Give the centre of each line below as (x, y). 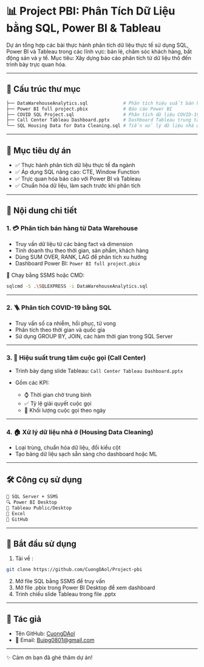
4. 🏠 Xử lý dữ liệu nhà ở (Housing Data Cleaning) (80, 433)
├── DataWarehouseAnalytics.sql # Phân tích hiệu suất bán (100, 103)
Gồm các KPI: (32, 383)
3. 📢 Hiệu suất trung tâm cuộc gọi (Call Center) (76, 357)
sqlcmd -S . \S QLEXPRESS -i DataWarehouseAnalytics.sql (77, 286)
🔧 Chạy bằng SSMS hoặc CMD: (46, 275)
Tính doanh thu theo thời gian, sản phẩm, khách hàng (82, 250)
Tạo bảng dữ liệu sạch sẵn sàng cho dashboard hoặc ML (86, 454)
